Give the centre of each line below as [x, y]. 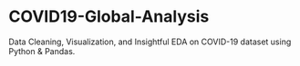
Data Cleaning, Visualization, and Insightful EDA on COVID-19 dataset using [150, 42]
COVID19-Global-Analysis [109, 17]
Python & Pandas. [42, 51]
